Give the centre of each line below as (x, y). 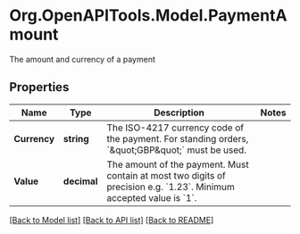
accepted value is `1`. (152, 197)
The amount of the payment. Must (178, 164)
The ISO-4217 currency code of (175, 128)
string (76, 138)
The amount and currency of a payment (83, 59)
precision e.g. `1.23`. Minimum (171, 187)
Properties (39, 87)
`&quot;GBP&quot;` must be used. (177, 150)
